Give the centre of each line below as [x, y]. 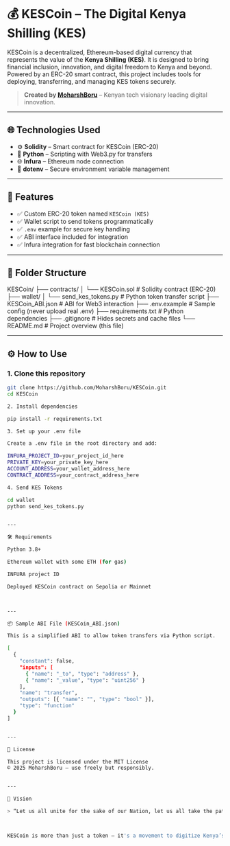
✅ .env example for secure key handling [73, 229]
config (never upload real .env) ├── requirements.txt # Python [95, 311]
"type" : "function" [47, 706]
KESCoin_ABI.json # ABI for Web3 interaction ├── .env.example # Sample [111, 304]
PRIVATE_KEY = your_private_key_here [58, 462]
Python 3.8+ [24, 550]
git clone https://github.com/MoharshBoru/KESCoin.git [87, 388]
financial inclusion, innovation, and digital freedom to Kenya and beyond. [110, 67]
